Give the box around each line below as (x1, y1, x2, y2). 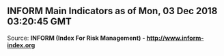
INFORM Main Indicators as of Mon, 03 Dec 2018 (7, 5, 218, 17)
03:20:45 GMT (7, 16, 72, 28)
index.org (7, 40, 36, 49)
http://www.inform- (146, 34, 204, 42)
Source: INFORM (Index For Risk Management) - (7, 34, 145, 42)
